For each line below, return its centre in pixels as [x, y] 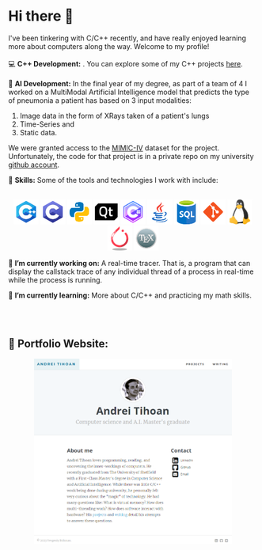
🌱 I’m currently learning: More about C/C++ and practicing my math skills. [130, 295]
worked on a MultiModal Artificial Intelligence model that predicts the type [129, 92]
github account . [34, 165]
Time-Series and [47, 124]
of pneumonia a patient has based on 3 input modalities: [100, 100]
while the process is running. [55, 279]
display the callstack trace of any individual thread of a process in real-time [131, 271]
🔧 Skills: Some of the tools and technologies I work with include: [113, 180]
